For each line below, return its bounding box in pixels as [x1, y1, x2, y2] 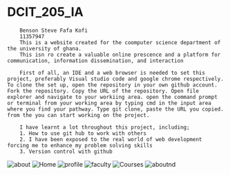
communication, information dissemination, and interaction [7, 57, 184, 64]
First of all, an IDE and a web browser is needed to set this [19, 69, 206, 76]
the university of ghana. [7, 45, 82, 52]
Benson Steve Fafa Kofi [19, 27, 88, 34]
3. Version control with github [19, 148, 113, 155]
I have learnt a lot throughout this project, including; [19, 124, 190, 131]
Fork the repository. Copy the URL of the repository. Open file [7, 87, 199, 94]
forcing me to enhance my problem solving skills [7, 142, 153, 149]
